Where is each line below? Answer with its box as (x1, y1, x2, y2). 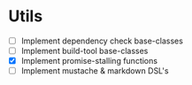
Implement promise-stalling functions (20, 56, 158, 66)
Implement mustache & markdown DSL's (20, 66, 169, 76)
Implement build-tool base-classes (20, 46, 149, 56)
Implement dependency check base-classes (20, 35, 183, 46)
